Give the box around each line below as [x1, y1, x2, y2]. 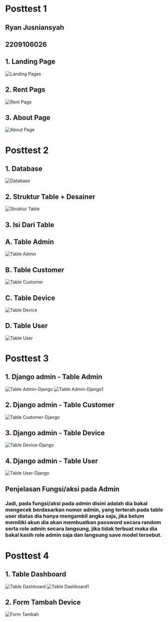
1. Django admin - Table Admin [5, 373, 103, 381]
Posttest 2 [5, 144, 49, 156]
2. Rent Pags [5, 85, 45, 94]
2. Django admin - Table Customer [5, 401, 115, 409]
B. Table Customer [5, 265, 64, 274]
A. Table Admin [5, 238, 54, 246]
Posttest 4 [5, 550, 49, 561]
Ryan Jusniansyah [5, 23, 64, 32]
